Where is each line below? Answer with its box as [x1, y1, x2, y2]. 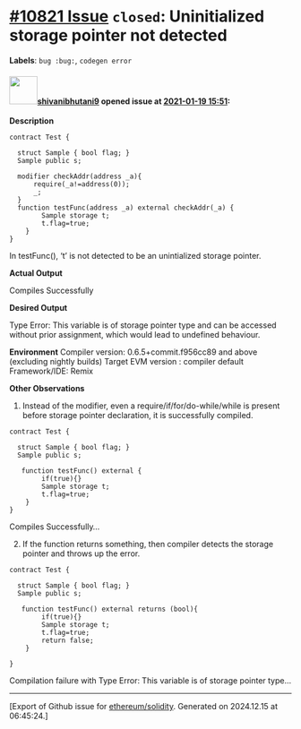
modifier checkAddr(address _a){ [17, 172, 142, 181]
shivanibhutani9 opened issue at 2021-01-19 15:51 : [37, 96, 231, 107]
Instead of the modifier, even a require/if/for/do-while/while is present [21, 400, 280, 411]
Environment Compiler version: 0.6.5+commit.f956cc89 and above [9, 347, 258, 357]
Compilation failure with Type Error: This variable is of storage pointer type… [9, 675, 292, 686]
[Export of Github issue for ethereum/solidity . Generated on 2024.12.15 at [9, 701, 279, 712]
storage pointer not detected [9, 25, 228, 46]
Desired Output [9, 303, 68, 313]
